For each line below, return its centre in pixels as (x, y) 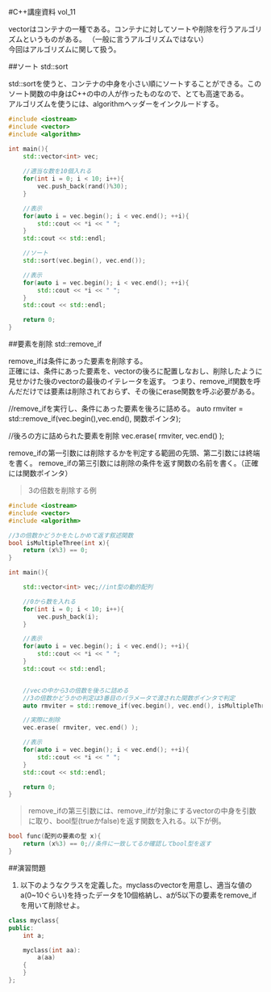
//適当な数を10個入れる (57, 171)
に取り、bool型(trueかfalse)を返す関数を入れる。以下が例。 (127, 821)
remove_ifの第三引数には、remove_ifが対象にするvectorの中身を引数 (142, 811)
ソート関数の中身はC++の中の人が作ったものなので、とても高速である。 (128, 94)
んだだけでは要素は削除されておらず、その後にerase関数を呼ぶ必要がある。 (134, 391)
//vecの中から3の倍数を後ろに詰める (76, 690)
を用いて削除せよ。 (52, 905)
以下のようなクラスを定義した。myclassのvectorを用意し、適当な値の (136, 884)
